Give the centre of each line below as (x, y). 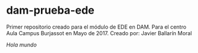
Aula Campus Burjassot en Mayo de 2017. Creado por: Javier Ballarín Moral (99, 33)
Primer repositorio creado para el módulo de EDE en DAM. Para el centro (96, 27)
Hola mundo (22, 45)
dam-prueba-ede (51, 10)
